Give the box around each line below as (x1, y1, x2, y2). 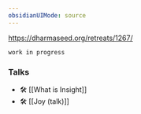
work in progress (8, 48, 65, 56)
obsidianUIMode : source (8, 11, 87, 20)
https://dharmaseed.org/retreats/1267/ (8, 33, 133, 42)
